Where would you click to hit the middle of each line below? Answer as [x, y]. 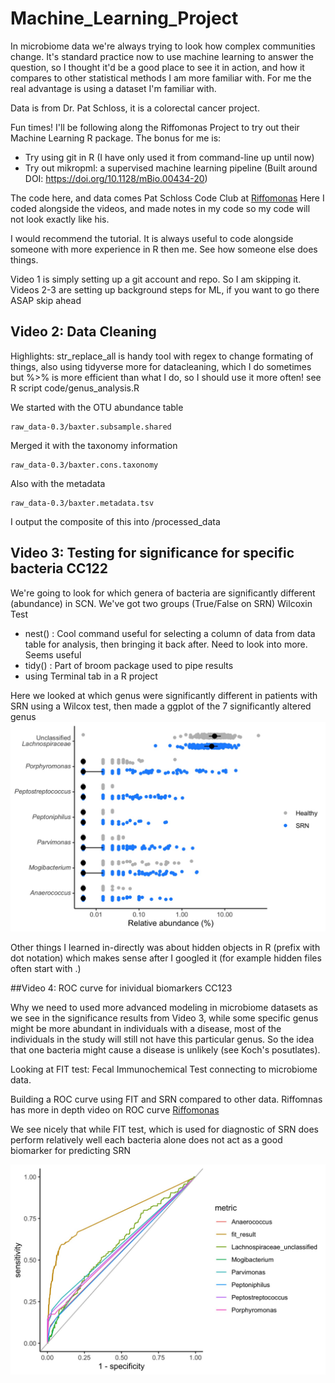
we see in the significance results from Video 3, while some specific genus [164, 1018]
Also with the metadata [58, 483]
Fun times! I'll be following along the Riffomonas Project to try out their [155, 127]
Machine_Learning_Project [124, 18]
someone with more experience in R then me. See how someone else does [164, 249]
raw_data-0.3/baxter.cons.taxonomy [84, 465]
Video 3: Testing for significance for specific [152, 553]
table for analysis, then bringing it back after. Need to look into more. [166, 644]
